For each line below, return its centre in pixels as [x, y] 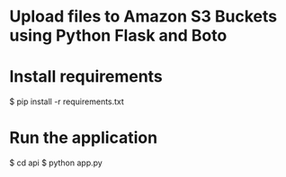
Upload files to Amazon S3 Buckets [143, 17]
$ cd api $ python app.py [56, 163]
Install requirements [86, 77]
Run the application [84, 138]
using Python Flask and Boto [118, 35]
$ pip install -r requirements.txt [67, 102]
